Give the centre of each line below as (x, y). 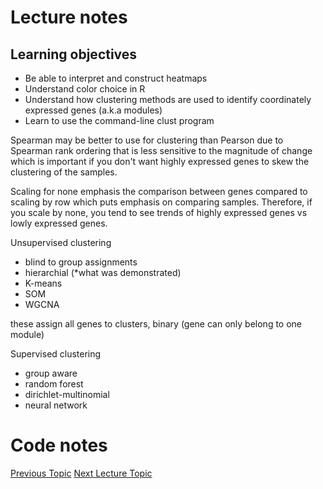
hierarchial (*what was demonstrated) (103, 272)
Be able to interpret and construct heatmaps (116, 78)
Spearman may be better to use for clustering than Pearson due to (147, 140)
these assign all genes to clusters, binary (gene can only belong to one (156, 324)
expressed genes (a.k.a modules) (93, 110)
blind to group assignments (81, 262)
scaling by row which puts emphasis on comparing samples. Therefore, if (161, 202)
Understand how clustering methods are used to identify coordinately (168, 99)
